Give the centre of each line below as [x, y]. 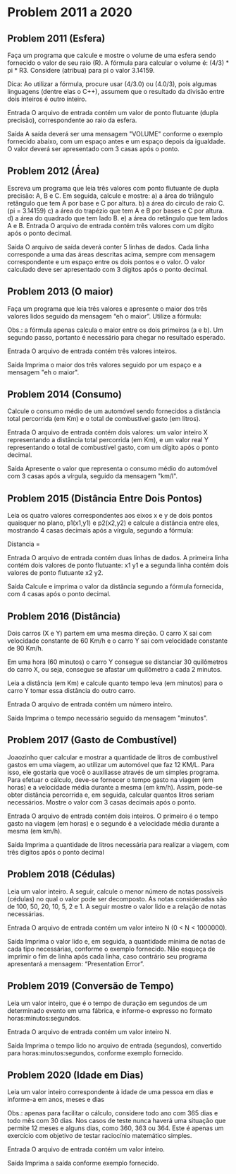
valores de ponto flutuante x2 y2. [55, 573]
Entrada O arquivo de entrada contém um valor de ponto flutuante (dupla [113, 113]
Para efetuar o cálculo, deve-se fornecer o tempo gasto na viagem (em [110, 779]
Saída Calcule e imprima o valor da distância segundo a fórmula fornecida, [116, 586]
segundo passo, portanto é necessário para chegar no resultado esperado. [116, 337]
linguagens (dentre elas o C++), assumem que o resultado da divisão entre [116, 91]
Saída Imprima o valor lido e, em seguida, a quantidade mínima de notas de [116, 941]
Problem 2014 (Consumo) [64, 395]
